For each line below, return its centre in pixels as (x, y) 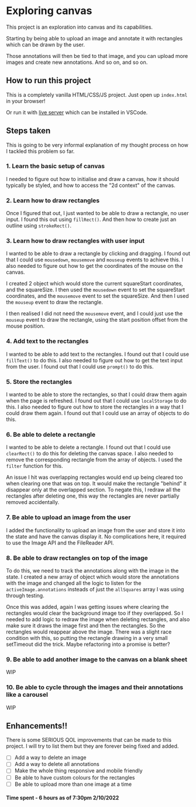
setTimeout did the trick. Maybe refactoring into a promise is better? (88, 644)
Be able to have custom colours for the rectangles (75, 777)
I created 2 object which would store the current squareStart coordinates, (94, 284)
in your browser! (26, 101)
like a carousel (27, 694)
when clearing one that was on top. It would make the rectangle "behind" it (96, 483)
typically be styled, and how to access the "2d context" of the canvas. (91, 185)
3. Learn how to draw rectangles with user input (75, 241)
